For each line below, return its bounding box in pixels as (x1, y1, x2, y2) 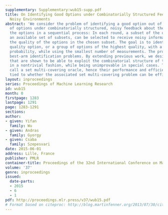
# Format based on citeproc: (5, 202, 66, 207)
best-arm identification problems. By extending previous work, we (9, 53, 153, 59)
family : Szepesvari (9, 142, 50, 147)
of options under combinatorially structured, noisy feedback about (9, 26, 155, 31)
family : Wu (9, 123, 32, 128)
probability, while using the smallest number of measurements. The (9, 49, 155, 54)
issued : (5, 174, 21, 180)
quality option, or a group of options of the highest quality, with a (9, 44, 162, 49)
